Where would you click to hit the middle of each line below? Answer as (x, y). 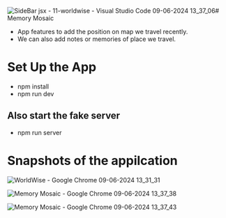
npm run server (39, 132)
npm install (33, 86)
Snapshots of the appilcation (92, 161)
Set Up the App (52, 67)
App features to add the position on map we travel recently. (103, 32)
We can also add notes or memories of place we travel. (97, 39)
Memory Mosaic (31, 18)
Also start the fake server (64, 116)
